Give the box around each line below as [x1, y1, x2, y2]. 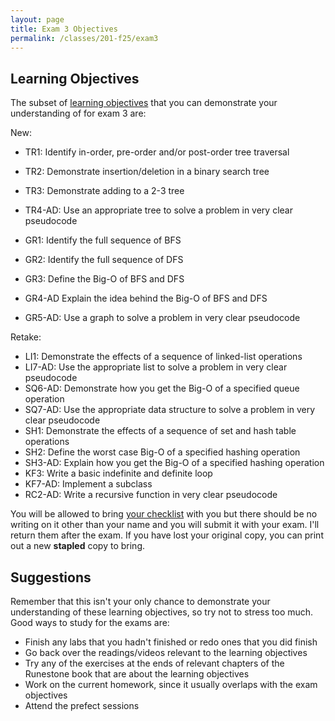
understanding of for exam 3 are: [10, 107, 147, 120]
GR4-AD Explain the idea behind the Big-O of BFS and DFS [24, 292, 268, 305]
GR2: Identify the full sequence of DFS [24, 254, 184, 266]
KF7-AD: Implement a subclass [24, 478, 153, 490]
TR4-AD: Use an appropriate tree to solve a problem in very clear [24, 204, 293, 216]
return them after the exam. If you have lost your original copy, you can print [10, 529, 324, 541]
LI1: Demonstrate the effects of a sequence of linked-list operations [24, 351, 303, 363]
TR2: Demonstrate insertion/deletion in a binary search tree [24, 166, 270, 178]
